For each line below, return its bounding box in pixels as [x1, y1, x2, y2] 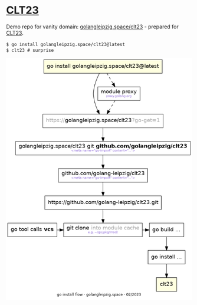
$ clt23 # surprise [6, 47, 54, 53]
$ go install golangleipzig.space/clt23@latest [6, 41, 126, 47]
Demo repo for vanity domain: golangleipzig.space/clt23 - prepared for [6, 23, 179, 30]
